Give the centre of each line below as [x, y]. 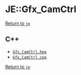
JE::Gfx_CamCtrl [41, 9]
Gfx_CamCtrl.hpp [29, 52]
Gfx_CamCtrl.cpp [29, 57]
